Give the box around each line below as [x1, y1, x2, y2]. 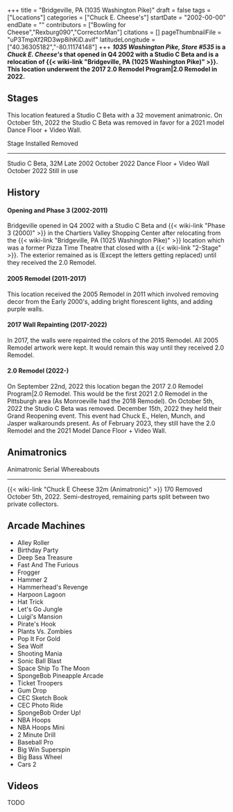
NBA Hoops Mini [17, 723, 64, 731]
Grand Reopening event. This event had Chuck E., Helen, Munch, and [7, 412, 205, 420]
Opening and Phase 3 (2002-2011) [7, 206, 108, 214]
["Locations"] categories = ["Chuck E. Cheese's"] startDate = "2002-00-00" [7, 13, 227, 22]
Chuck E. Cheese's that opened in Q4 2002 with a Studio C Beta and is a [7, 50, 219, 58]
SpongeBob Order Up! [17, 708, 81, 717]
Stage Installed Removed [7, 139, 78, 147]
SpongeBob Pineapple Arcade [17, 671, 104, 680]
